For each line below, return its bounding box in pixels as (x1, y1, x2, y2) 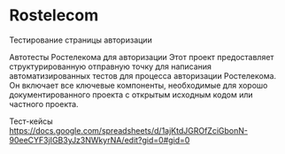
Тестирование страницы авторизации (9, 35, 152, 45)
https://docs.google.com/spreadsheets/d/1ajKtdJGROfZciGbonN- (9, 125, 248, 135)
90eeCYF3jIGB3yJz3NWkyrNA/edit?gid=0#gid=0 (9, 135, 190, 145)
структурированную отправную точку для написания (9, 61, 212, 72)
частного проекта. (9, 98, 79, 109)
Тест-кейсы (9, 116, 53, 127)
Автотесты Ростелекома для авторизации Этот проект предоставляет (9, 51, 274, 62)
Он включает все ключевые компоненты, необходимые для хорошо (9, 80, 268, 90)
